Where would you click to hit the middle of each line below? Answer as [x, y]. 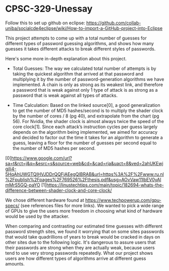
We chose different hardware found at [45, 200]
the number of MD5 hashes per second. [54, 148]
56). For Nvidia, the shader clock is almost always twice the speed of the [88, 121]
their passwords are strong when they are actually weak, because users [80, 247]
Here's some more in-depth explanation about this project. [66, 58]
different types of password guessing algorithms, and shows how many [79, 43]
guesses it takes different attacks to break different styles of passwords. [80, 49]
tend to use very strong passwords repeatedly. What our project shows [79, 253]
